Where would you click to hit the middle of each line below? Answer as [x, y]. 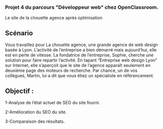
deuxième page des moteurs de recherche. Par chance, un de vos [71, 71]
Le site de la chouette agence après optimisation [54, 18]
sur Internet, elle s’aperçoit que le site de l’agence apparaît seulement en [78, 65]
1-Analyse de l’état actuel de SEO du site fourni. [53, 102]
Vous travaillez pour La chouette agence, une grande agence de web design [81, 45]
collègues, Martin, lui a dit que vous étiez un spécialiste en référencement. [80, 76]
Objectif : [19, 91]
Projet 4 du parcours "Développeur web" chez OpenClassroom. [82, 7]
